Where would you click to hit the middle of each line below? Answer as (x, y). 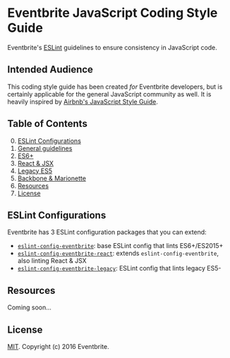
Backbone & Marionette (52, 178)
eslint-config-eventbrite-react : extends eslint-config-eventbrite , (118, 253)
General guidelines (45, 148)
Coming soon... (29, 307)
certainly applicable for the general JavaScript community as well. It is (109, 94)
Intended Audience (50, 69)
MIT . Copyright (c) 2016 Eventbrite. (58, 346)
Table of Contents (48, 124)
